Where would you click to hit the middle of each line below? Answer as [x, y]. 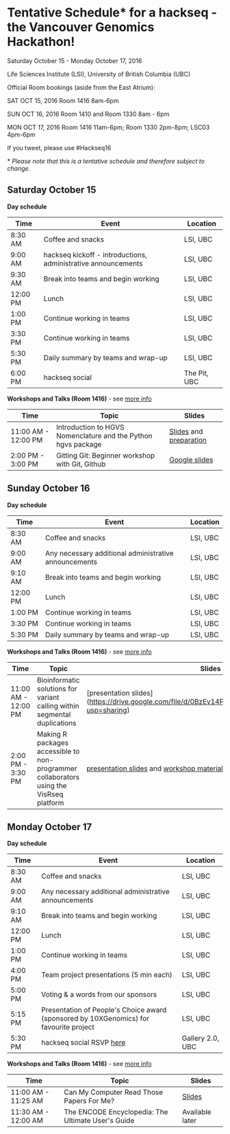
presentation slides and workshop [141, 768]
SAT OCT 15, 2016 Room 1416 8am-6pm [63, 100]
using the [52, 785]
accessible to [58, 751]
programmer [57, 768]
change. [19, 168]
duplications [56, 723]
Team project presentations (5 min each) [106, 975]
